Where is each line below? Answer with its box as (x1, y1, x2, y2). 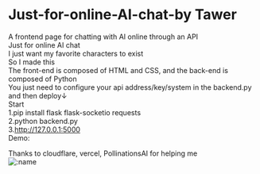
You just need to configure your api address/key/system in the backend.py (8, 82, 252, 92)
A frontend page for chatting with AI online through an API (8, 32, 199, 41)
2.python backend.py (8, 116, 78, 126)
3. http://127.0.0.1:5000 (8, 125, 81, 134)
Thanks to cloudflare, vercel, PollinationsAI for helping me (8, 149, 198, 158)
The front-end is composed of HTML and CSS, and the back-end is (8, 65, 229, 75)
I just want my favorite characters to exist (8, 48, 144, 58)
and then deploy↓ (8, 91, 68, 100)
